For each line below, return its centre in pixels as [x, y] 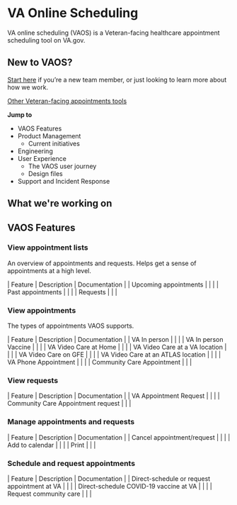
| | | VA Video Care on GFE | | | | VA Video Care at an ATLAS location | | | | [114, 355]
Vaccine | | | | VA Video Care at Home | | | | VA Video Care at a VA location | [117, 347]
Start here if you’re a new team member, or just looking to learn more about [117, 79]
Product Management [49, 135]
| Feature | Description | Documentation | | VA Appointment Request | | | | [114, 396]
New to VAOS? [40, 63]
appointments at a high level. [50, 270]
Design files [45, 173]
